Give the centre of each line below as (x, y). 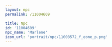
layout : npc (17, 10)
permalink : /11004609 (28, 14)
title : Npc (16, 23)
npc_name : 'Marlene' (27, 33)
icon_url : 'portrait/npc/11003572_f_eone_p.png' (56, 37)
